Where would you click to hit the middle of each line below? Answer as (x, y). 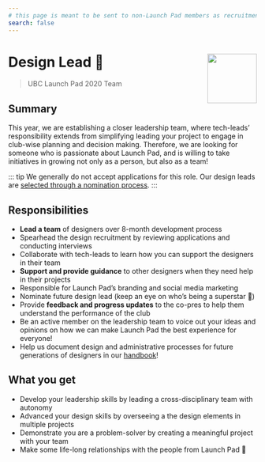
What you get (42, 380)
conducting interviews (56, 246)
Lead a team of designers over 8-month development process (121, 229)
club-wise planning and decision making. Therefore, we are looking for (123, 145)
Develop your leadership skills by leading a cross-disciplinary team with (136, 399)
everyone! (36, 339)
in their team (40, 263)
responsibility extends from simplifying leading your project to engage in (126, 136)
